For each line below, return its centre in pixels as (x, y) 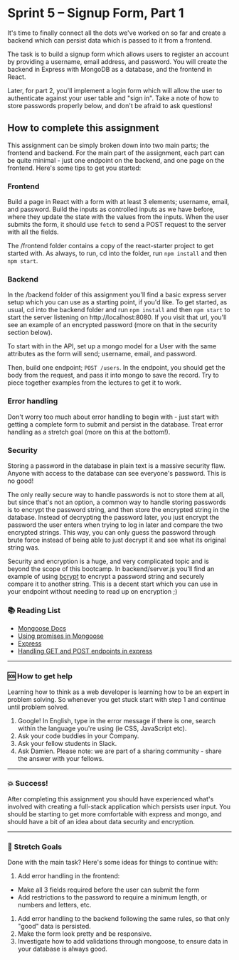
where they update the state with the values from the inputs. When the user (118, 217)
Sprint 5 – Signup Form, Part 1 (96, 13)
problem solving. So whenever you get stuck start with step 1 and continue (117, 699)
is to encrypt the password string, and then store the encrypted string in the (118, 509)
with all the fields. (33, 232)
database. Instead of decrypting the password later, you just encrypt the (113, 517)
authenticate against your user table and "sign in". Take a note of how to (113, 98)
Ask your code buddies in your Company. (78, 736)
